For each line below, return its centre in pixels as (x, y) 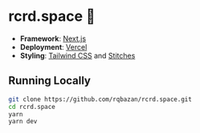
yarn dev (23, 122)
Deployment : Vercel (53, 46)
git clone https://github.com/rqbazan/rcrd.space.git (100, 99)
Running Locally (49, 81)
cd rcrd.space (32, 107)
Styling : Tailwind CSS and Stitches (78, 55)
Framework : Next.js (53, 38)
